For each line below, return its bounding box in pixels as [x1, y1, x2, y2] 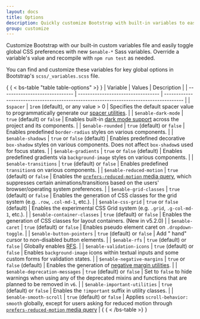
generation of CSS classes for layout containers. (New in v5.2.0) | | [6, 217, 170, 225]
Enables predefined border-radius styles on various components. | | [6, 128, 174, 136]
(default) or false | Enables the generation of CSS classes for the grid [6, 192, 177, 199]
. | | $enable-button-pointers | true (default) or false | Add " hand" [21, 230, 187, 237]
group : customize [6, 25, 49, 32]
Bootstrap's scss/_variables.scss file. [6, 72, 100, 79]
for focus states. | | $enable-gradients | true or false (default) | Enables [6, 148, 183, 155]
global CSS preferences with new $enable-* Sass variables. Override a [6, 48, 180, 56]
